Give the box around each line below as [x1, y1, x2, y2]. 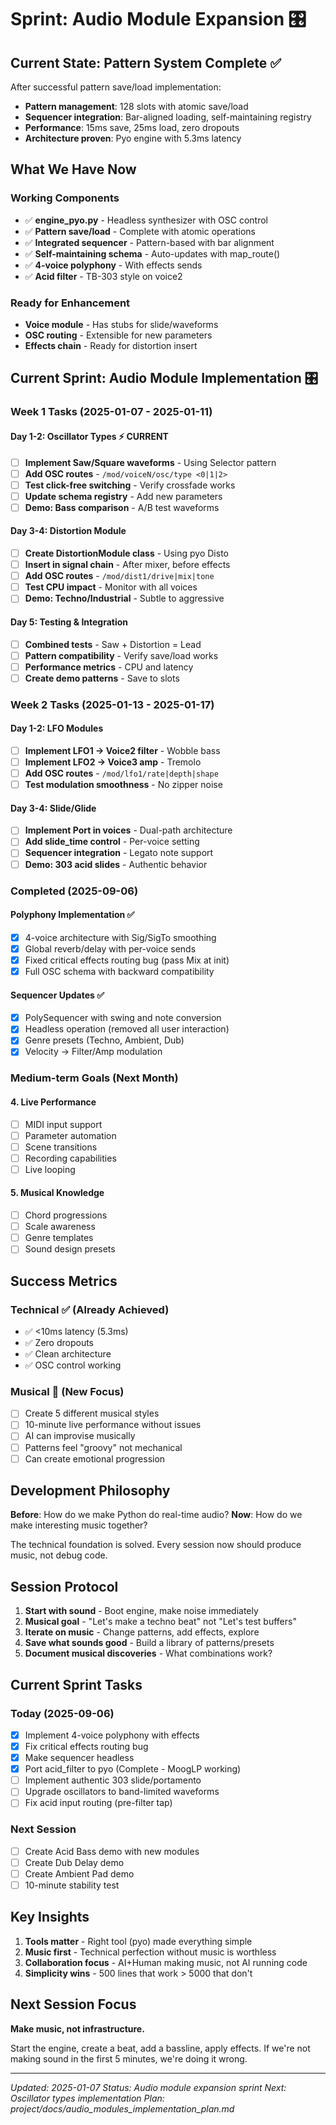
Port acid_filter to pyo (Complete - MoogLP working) [24, 1763, 242, 1775]
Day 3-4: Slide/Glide [10, 802, 97, 814]
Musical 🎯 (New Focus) [10, 1384, 125, 1398]
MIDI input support [24, 1118, 103, 1130]
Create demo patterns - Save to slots [24, 672, 180, 684]
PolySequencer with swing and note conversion [24, 1012, 222, 1024]
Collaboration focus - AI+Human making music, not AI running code [24, 1956, 308, 1968]
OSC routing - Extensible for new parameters [24, 329, 213, 341]
